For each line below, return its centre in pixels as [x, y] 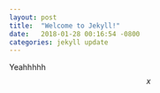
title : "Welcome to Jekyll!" [65, 26]
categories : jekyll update [59, 42]
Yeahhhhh [27, 67]
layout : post [33, 17]
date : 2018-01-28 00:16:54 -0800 [75, 34]
